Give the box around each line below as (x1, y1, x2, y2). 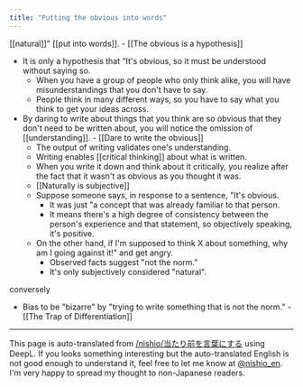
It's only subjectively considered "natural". (49, 266, 207, 277)
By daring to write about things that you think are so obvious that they (22, 113, 282, 124)
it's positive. (49, 227, 95, 239)
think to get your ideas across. (35, 103, 149, 114)
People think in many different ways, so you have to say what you (35, 94, 280, 105)
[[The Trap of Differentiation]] (22, 310, 133, 321)
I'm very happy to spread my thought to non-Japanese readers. (9, 367, 245, 378)
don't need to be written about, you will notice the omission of (22, 123, 253, 134)
